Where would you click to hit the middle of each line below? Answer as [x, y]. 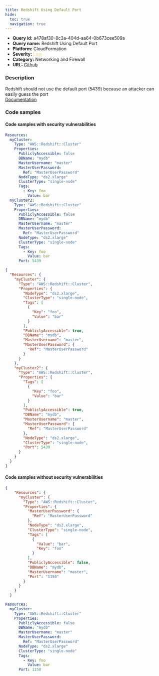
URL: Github [25, 65]
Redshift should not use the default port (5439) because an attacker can [80, 89]
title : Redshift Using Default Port [43, 10]
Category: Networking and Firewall [49, 59]
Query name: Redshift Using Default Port [55, 44]
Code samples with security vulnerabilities [50, 124]
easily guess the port [27, 94]
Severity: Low [27, 54]
